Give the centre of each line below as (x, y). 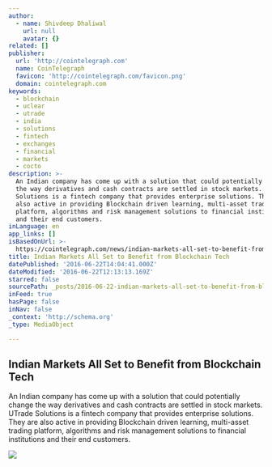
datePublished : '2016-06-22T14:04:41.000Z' (83, 264)
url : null (40, 31)
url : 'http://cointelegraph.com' (72, 62)
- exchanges (36, 144)
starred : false (34, 279)
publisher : (27, 53)
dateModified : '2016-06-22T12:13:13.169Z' (81, 272)
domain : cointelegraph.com (61, 83)
